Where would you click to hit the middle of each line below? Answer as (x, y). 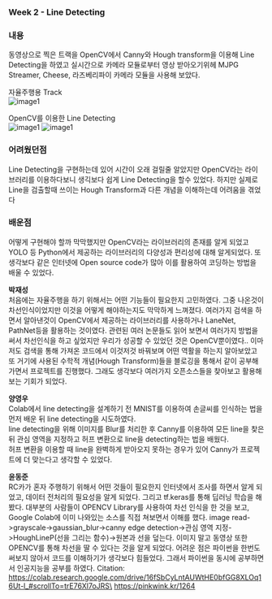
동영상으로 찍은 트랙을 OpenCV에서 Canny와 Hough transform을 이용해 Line (132, 54)
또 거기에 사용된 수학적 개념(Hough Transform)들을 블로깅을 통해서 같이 (123, 361)
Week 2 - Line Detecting (57, 12)
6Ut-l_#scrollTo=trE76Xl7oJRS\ (60, 586)
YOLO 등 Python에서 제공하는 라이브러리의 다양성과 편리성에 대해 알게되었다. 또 (135, 252)
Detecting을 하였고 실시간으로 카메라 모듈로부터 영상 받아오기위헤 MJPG (124, 65)
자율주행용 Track (35, 93)
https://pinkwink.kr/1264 (155, 586)
